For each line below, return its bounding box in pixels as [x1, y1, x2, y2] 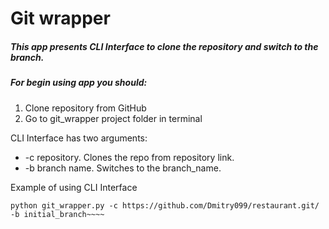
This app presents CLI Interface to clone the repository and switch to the [10, 40, 319, 52]
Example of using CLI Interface [10, 181, 138, 193]
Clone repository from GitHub [24, 102, 147, 114]
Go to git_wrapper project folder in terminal [24, 112, 203, 124]
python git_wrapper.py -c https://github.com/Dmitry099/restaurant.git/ [10, 200, 320, 211]
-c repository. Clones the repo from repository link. [24, 151, 235, 163]
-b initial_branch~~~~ [10, 209, 105, 219]
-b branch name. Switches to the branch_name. [24, 162, 222, 174]
